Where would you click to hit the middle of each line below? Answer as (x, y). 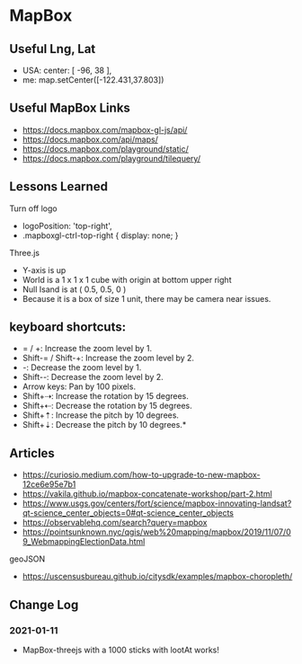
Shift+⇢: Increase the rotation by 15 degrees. (105, 396)
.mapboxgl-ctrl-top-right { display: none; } (100, 235)
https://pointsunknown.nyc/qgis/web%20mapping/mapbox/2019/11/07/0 (157, 532)
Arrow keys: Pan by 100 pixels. (79, 386)
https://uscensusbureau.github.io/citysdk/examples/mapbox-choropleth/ (157, 577)
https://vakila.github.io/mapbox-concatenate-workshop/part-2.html (147, 494)
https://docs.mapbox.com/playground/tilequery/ (111, 158)
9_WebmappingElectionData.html (84, 542)
